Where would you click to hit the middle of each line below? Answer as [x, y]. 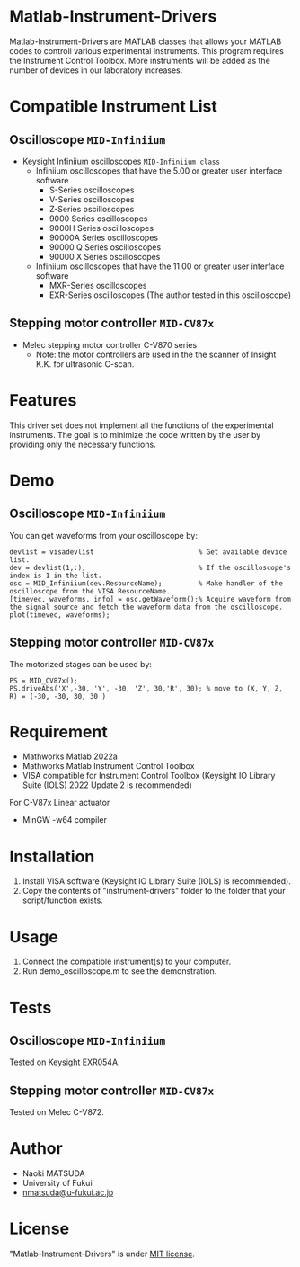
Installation [52, 857]
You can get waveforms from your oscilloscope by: [103, 535]
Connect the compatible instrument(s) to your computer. [127, 962]
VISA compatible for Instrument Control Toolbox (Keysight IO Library [149, 776]
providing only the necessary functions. [83, 444]
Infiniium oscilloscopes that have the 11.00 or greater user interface [160, 266]
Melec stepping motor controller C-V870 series [110, 344]
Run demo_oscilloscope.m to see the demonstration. [119, 971]
